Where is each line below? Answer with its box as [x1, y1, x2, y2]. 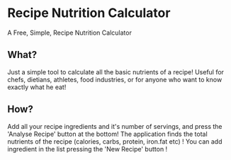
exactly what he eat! [7, 83, 67, 91]
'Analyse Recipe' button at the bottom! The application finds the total [7, 130, 208, 138]
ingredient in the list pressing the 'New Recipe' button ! [7, 144, 168, 153]
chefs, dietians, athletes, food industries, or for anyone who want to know [7, 75, 222, 84]
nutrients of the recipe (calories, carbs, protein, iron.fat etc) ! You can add [7, 137, 222, 146]
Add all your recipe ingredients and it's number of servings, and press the [7, 122, 222, 130]
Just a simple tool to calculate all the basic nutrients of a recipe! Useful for [7, 67, 225, 76]
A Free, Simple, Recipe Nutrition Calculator [7, 28, 133, 37]
